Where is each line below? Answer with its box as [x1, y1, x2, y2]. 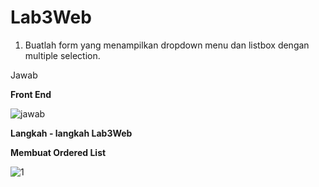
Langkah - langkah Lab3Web [10, 127, 133, 139]
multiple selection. [24, 49, 101, 61]
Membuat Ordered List [10, 146, 107, 158]
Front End [10, 88, 52, 100]
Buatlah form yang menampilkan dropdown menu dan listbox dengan [24, 39, 310, 51]
